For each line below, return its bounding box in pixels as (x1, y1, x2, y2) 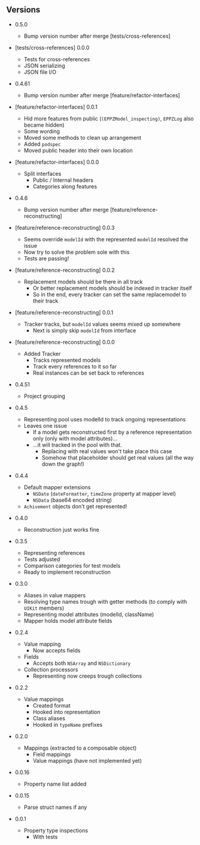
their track (32, 297, 59, 304)
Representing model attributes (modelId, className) (23, 610, 154, 618)
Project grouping (23, 392, 66, 400)
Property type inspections (23, 826, 89, 834)
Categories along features (32, 182, 98, 190)
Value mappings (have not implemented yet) (32, 757, 142, 764)
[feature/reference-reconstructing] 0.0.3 (14, 224, 115, 231)
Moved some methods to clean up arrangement (23, 134, 142, 141)
